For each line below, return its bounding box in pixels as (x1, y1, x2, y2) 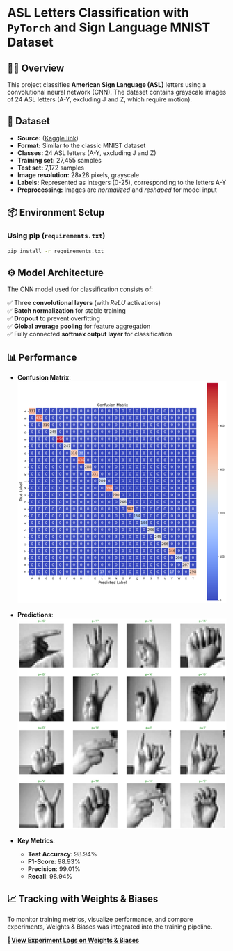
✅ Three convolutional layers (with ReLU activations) (7, 299, 161, 307)
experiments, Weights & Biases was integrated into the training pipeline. (7, 922, 213, 931)
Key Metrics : (17, 836, 56, 845)
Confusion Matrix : (17, 373, 72, 382)
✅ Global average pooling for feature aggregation (7, 322, 151, 331)
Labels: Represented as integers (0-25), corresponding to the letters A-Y (17, 178, 227, 186)
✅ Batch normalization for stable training (7, 307, 127, 315)
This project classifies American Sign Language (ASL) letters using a (7, 81, 207, 88)
